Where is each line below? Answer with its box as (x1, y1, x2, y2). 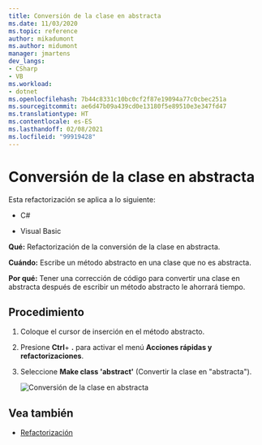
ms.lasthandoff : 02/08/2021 (8, 125, 104, 133)
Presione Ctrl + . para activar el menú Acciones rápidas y (19, 343, 213, 352)
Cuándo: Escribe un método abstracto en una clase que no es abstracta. (8, 257, 251, 267)
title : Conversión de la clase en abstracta (8, 11, 161, 20)
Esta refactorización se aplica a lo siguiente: (8, 194, 156, 204)
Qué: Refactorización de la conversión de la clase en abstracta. (8, 241, 221, 252)
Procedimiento (8, 305, 85, 319)
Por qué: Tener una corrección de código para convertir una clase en (8, 273, 241, 283)
